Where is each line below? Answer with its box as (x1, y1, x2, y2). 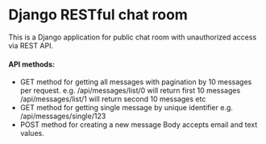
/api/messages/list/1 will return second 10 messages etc (19, 94, 206, 104)
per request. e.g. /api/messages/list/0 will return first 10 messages (19, 86, 241, 96)
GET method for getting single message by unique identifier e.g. (19, 103, 234, 113)
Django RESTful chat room (8, 6, 188, 24)
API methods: (8, 59, 55, 69)
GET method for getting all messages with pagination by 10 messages (19, 77, 252, 87)
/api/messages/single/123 (19, 111, 106, 121)
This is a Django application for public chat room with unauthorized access (8, 32, 257, 42)
